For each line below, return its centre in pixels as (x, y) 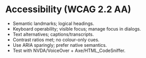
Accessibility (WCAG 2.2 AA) (68, 9)
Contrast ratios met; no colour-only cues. (56, 40)
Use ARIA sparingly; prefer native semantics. (60, 45)
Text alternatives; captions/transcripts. (53, 34)
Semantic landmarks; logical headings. (53, 23)
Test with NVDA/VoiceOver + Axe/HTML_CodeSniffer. (69, 50)
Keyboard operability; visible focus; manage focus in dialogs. (77, 28)
